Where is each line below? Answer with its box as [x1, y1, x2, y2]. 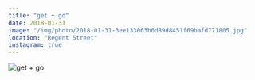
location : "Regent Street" [8, 33, 98, 42]
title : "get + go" [8, 11, 69, 20]
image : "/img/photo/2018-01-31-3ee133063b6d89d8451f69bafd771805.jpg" [8, 26, 248, 34]
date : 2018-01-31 [8, 19, 66, 27]
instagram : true [8, 41, 62, 49]
